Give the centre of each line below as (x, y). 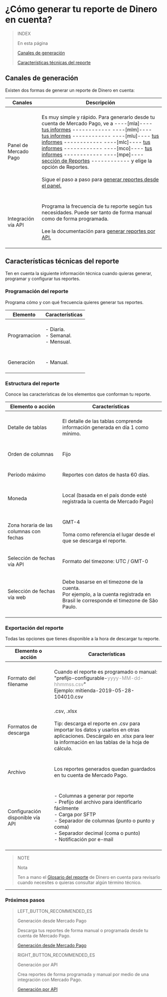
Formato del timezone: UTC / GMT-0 (105, 562)
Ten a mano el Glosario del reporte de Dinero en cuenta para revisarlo (89, 877)
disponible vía (24, 818)
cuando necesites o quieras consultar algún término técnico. (79, 882)
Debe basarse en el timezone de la (103, 582)
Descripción (100, 102)
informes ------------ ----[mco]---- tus (97, 148)
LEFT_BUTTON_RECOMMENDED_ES (55, 911)
